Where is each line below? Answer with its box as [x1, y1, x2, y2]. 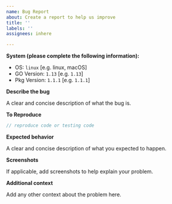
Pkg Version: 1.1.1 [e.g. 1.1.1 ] [14, 77, 90, 84]
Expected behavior [6, 133, 54, 140]
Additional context [6, 180, 54, 186]
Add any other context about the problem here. [6, 191, 122, 198]
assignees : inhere [6, 31, 52, 37]
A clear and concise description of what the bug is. [6, 99, 132, 107]
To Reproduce [6, 111, 42, 118]
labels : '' [6, 25, 33, 32]
